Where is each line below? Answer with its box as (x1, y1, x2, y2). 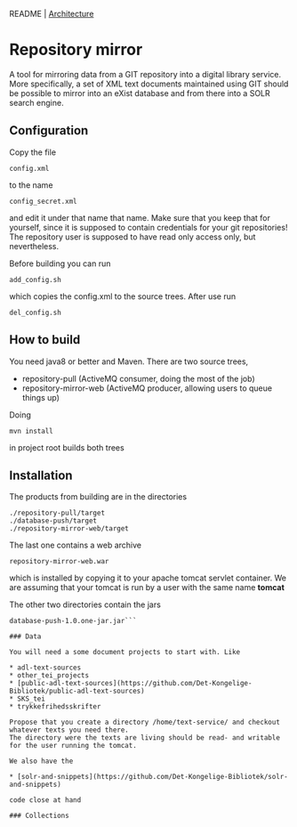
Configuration (9, 123, 89, 138)
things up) (21, 392, 60, 402)
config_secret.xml (9, 197, 77, 206)
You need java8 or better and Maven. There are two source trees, (9, 356, 249, 367)
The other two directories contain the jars (9, 599, 162, 610)
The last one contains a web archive (9, 539, 142, 551)
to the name (9, 179, 53, 191)
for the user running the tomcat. (9, 742, 138, 750)
